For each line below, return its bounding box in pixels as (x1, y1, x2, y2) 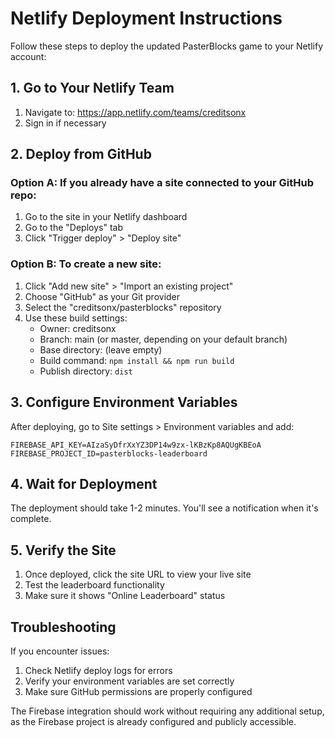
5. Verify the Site (10, 542, 117, 559)
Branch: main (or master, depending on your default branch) (39, 333, 288, 345)
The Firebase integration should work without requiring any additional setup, (10, 705, 325, 717)
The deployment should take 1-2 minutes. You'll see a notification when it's (10, 502, 319, 514)
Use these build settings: (24, 312, 128, 324)
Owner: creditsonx (39, 322, 117, 334)
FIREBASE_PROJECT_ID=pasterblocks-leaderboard (10, 448, 208, 459)
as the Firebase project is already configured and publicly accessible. (10, 715, 297, 727)
